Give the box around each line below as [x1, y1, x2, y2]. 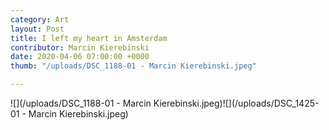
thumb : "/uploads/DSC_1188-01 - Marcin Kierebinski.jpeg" [10, 61, 257, 71]
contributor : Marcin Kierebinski [10, 42, 150, 53]
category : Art [10, 14, 70, 25]
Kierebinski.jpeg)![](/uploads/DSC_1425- [153, 97, 320, 109]
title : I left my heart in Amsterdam [10, 33, 168, 43]
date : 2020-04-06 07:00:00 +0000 [10, 52, 150, 62]
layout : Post [10, 24, 65, 34]
